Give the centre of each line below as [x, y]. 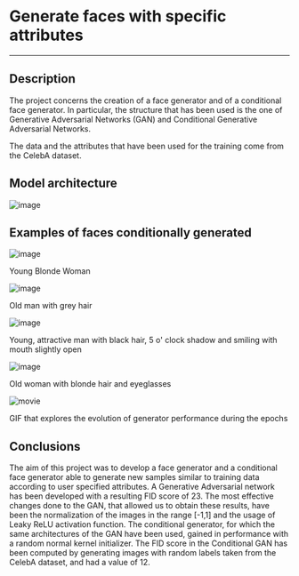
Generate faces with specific [118, 16]
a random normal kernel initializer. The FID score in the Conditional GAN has [148, 543]
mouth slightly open [46, 349]
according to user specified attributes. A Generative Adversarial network [142, 487]
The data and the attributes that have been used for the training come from [147, 146]
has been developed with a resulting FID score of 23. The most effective [141, 496]
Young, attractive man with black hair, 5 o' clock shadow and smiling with [143, 340]
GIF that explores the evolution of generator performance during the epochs [149, 419]
